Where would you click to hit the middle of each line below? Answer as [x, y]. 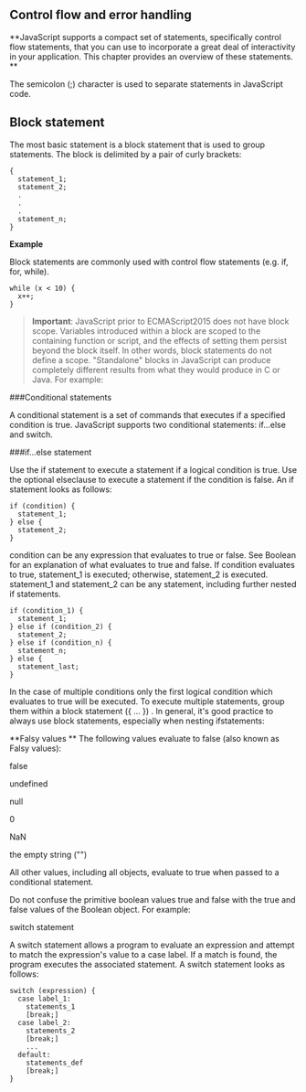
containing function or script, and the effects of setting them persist [159, 340]
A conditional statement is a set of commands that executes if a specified [148, 414]
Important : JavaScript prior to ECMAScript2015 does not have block [160, 321]
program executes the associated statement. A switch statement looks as [148, 964]
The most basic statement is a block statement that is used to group [137, 145]
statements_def [55, 1063]
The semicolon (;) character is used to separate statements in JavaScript [146, 84]
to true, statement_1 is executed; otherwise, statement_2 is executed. [139, 574]
